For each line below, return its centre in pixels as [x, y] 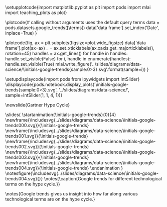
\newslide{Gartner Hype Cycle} [38, 105]
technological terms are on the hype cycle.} [50, 199]
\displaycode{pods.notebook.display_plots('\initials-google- [67, 84]
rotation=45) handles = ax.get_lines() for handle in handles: [66, 53]
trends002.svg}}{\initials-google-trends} [47, 147]
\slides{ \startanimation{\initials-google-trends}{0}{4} [61, 115]
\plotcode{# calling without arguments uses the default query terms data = [82, 22]
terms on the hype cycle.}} [33, 184]
